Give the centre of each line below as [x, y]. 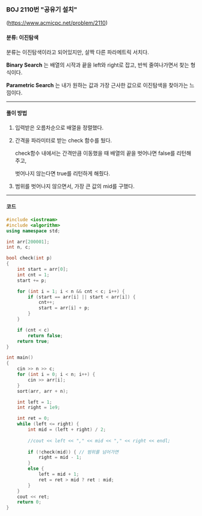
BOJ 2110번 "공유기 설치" [42, 9]
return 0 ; [29, 502]
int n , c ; [19, 247]
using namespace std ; [33, 231]
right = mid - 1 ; [60, 458]
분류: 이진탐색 [23, 37]
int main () [20, 358]
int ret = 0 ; [33, 419]
